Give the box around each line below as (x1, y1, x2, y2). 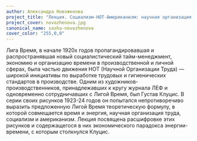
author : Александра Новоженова (6, 8, 83, 15)
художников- (105, 78, 138, 86)
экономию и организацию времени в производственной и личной (6, 60, 174, 67)
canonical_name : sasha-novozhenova (6, 25, 94, 31)
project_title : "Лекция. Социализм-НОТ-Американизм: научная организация (6, 14, 192, 20)
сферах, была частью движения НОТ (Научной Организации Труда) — (6, 65, 185, 73)
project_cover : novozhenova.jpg (6, 19, 86, 25)
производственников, (6, 84, 62, 91)
